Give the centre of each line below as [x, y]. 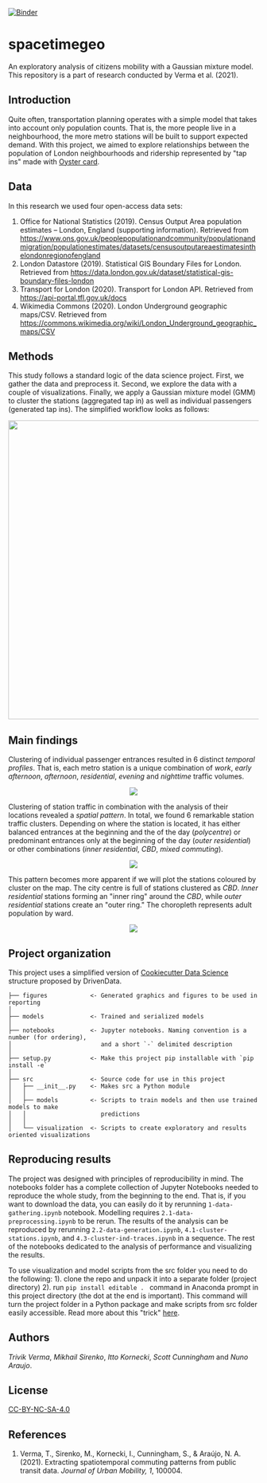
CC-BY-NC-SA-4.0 [39, 1410]
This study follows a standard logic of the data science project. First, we [126, 375]
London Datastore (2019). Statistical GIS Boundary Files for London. [131, 264]
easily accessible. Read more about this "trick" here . [94, 1312]
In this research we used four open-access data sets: [95, 206]
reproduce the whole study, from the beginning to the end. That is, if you [127, 1195]
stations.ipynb [33, 1238]
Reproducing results [60, 1159]
